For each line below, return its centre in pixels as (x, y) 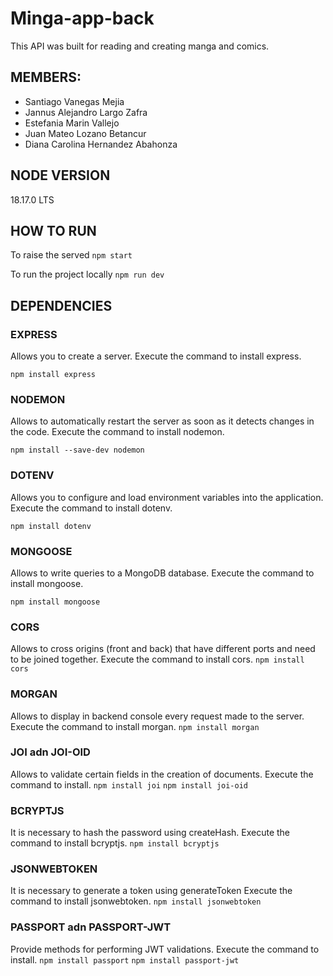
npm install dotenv (51, 526)
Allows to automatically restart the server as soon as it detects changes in (162, 421)
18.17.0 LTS (32, 199)
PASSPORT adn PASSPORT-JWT (91, 927)
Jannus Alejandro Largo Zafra (86, 112)
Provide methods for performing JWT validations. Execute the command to (165, 949)
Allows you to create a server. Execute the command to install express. (156, 356)
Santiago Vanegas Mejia (74, 101)
